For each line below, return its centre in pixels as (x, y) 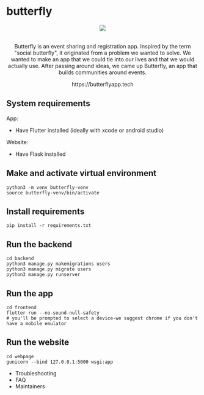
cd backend (20, 259)
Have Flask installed (40, 154)
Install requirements (46, 211)
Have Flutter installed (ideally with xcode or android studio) (89, 130)
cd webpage (20, 356)
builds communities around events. (103, 72)
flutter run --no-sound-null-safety (53, 313)
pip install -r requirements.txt (49, 226)
